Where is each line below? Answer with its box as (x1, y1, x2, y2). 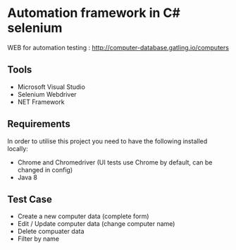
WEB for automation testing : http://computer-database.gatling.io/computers (7, 43, 229, 52)
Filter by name (17, 234, 60, 243)
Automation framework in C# (7, 5, 181, 21)
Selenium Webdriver (17, 90, 77, 98)
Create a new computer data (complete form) (17, 212, 149, 220)
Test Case (7, 193, 53, 206)
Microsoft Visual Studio (17, 83, 86, 91)
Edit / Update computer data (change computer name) (17, 220, 175, 228)
